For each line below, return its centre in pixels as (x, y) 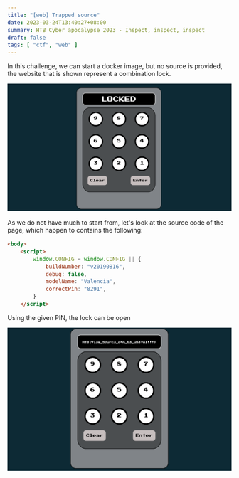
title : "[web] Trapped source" (54, 15)
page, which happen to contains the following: (75, 230)
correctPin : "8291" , (76, 289)
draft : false (27, 38)
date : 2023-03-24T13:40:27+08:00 (57, 22)
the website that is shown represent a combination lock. (89, 74)
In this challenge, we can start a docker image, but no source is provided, (115, 66)
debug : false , (66, 274)
